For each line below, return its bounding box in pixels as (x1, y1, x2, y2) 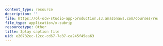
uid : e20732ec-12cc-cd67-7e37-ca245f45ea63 (5, 34, 95, 39)
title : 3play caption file (5, 29, 60, 34)
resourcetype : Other (5, 25, 47, 30)
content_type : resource (5, 7, 53, 12)
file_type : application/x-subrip (5, 20, 73, 25)
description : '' (5, 11, 38, 16)
